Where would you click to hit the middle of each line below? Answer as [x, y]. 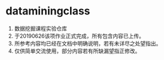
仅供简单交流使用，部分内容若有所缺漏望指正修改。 [77, 51]
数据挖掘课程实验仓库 [40, 28]
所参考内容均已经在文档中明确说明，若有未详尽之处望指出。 [88, 43]
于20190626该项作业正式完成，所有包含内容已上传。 [79, 36]
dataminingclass [48, 11]
